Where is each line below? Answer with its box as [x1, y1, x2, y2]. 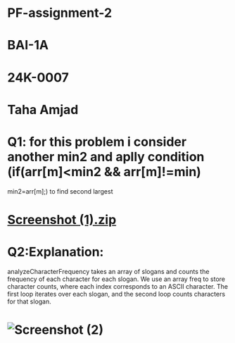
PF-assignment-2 [7, 5, 113, 21]
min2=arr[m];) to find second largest [7, 187, 113, 195]
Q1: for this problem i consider [7, 134, 187, 149]
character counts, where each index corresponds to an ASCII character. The [7, 282, 229, 290]
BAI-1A [7, 37, 49, 54]
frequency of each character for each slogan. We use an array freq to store [7, 275, 225, 283]
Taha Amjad [7, 101, 79, 118]
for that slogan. [7, 297, 51, 306]
